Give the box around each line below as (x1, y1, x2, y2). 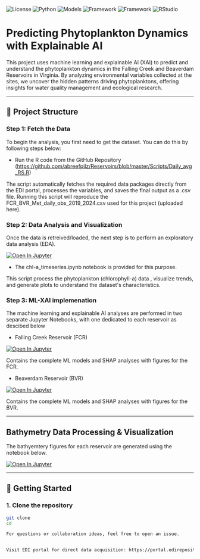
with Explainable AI (6, 39, 103, 53)
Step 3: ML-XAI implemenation (6, 296, 97, 304)
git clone (6, 515, 31, 521)
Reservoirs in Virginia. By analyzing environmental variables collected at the (6, 71, 192, 79)
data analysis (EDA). (6, 240, 56, 247)
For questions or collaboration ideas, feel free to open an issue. (6, 531, 180, 537)
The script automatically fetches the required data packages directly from (6, 180, 187, 188)
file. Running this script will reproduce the (6, 193, 108, 200)
